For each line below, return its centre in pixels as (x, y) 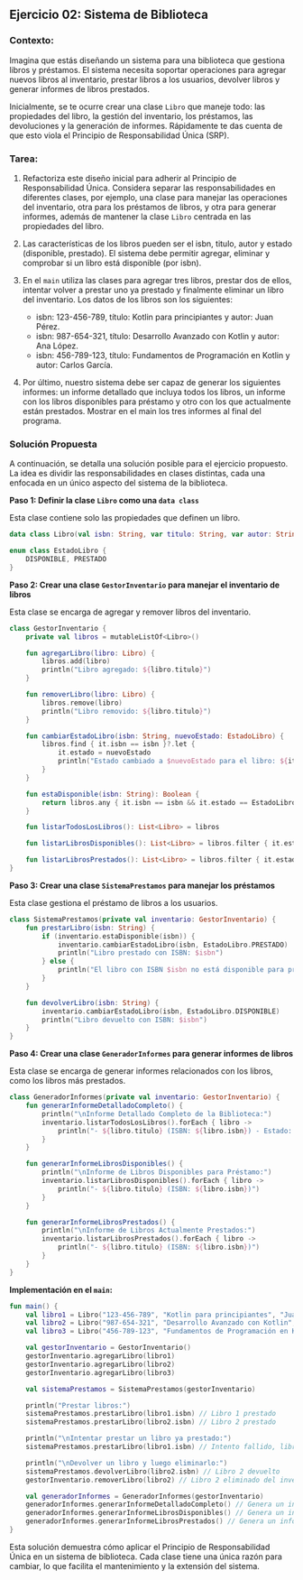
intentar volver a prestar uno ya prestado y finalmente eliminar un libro (153, 290)
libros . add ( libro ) (76, 661)
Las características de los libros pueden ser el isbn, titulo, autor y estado (157, 244)
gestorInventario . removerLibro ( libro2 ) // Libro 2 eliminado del (151, 1480)
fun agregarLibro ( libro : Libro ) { (90, 653)
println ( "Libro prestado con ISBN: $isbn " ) (140, 953)
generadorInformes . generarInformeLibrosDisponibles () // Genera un (155, 1513)
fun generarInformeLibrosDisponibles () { (104, 1164)
